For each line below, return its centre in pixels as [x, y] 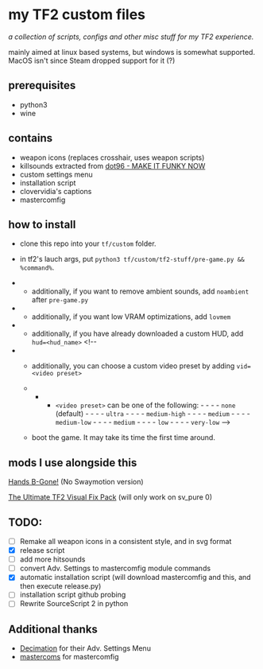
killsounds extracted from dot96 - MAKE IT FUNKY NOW [112, 165]
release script [42, 550]
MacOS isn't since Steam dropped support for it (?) [92, 60]
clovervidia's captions [56, 191]
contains [31, 138]
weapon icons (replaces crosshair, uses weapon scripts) [112, 158]
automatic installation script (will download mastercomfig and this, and [135, 578]
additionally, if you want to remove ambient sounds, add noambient [140, 291]
